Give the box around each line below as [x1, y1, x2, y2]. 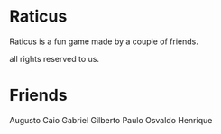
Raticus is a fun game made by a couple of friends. [9, 36, 198, 47]
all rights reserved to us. [9, 53, 99, 64]
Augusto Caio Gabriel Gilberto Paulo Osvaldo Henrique [9, 114, 213, 125]
